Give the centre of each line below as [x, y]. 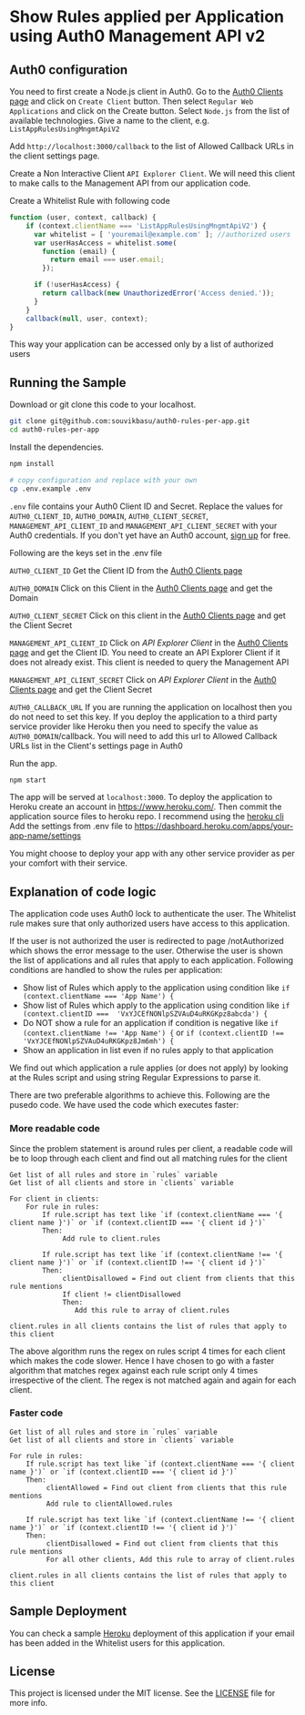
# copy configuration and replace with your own [103, 480]
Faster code [36, 1413]
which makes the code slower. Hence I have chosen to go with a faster [142, 1360]
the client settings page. [55, 156]
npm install [32, 463]
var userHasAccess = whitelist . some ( [105, 243]
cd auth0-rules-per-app [55, 430]
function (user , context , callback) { [83, 218]
